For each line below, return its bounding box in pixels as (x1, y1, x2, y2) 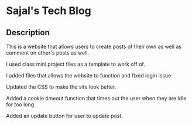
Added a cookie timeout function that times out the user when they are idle (6, 95, 187, 102)
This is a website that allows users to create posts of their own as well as (6, 43, 182, 50)
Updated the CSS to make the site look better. (6, 83, 116, 90)
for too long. (6, 101, 36, 108)
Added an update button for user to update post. (6, 113, 123, 119)
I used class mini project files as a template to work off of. (6, 60, 145, 67)
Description (6, 28, 50, 38)
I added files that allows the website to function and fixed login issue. (6, 72, 173, 79)
